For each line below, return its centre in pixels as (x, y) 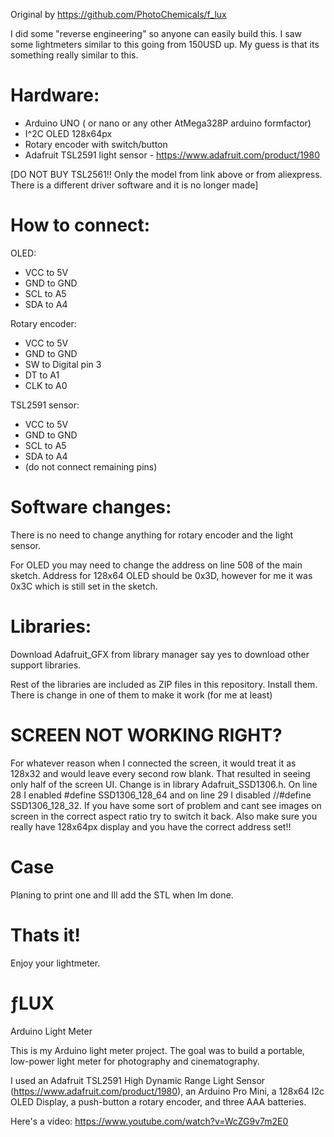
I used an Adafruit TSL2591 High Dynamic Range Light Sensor (138, 1080)
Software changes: (91, 507)
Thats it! (46, 935)
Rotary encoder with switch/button (96, 144)
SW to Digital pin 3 (63, 364)
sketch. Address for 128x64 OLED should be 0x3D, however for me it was (161, 575)
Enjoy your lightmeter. (55, 963)
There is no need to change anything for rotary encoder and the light (152, 535)
